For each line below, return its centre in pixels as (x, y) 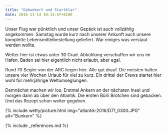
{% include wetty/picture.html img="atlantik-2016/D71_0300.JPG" (73, 110)
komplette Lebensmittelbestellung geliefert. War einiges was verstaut (76, 39)
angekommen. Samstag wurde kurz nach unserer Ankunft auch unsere (78, 34)
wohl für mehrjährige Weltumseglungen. (47, 80)
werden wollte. (20, 45)
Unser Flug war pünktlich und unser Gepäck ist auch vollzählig (69, 29)
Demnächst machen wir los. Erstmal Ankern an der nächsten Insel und (77, 90)
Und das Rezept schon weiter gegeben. (46, 100)
